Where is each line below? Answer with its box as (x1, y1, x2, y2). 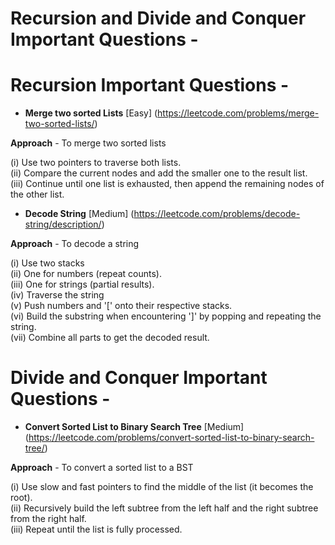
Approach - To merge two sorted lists (10, 137, 167, 149)
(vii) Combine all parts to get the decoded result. (10, 332, 210, 344)
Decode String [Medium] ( (24, 208, 135, 220)
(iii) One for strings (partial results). (10, 278, 155, 291)
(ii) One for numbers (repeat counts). (10, 268, 162, 280)
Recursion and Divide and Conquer (10, 7, 307, 30)
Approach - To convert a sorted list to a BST (10, 462, 194, 474)
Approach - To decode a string (10, 238, 140, 250)
